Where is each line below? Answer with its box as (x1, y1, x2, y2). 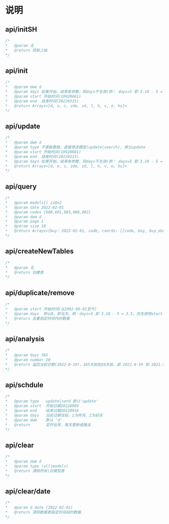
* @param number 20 (5, 357, 51, 362)
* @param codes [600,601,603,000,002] (5, 209, 92, 215)
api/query (5, 182, 37, 191)
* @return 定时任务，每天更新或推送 (5, 422, 91, 427)
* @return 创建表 (5, 270, 44, 275)
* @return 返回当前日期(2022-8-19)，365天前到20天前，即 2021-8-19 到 (5, 362, 149, 367)
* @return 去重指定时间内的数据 (5, 316, 70, 321)
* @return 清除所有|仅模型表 (5, 468, 65, 474)
